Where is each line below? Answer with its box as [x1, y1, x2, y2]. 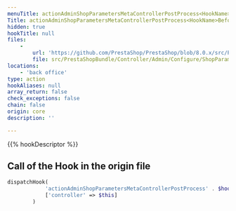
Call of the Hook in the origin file [7, 161, 151, 172]
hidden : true [7, 23, 46, 30]
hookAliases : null [7, 82, 61, 89]
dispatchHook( [7, 179, 49, 186]
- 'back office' [20, 69, 68, 76]
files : [7, 36, 27, 43]
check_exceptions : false [7, 95, 80, 102]
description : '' [7, 114, 55, 121]
